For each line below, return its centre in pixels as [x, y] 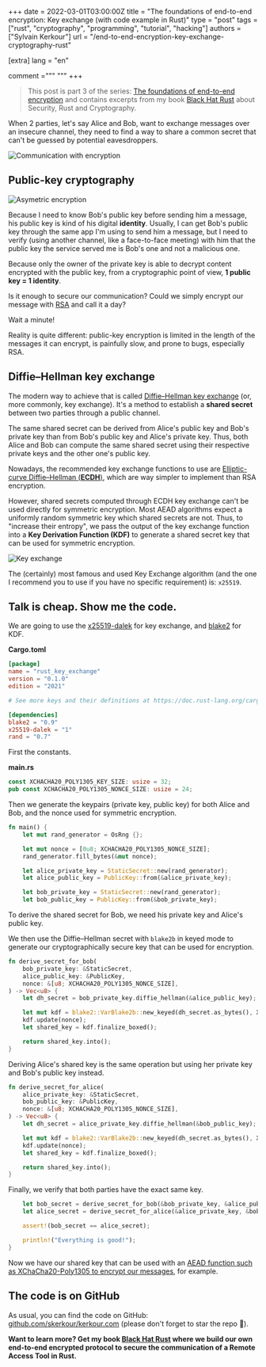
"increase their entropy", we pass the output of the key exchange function [129, 526]
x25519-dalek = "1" [40, 729]
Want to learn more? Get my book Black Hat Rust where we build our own [131, 1338]
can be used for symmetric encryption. [72, 543]
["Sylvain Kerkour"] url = [48, 36]
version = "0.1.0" [38, 679]
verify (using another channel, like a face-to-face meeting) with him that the [132, 240]
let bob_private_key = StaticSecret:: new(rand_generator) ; [122, 893]
